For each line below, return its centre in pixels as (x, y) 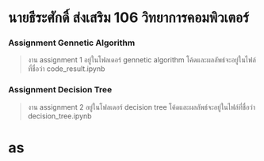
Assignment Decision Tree (60, 90)
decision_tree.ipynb (60, 116)
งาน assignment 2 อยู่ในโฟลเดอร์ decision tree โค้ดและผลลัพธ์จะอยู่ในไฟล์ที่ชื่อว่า (142, 107)
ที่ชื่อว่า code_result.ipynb (66, 69)
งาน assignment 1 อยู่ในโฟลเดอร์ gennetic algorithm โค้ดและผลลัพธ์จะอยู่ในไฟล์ (142, 60)
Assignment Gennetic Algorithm (72, 43)
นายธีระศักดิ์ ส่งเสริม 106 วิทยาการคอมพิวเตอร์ (129, 18)
